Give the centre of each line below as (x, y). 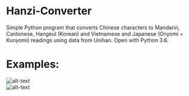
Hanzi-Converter (49, 11)
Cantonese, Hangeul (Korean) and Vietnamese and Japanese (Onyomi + (95, 33)
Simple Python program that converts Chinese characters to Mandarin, (93, 27)
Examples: (33, 64)
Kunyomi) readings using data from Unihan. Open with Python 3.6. (87, 40)
